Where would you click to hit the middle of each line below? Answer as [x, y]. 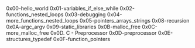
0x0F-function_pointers [81, 39]
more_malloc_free [28, 33]
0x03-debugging [85, 14]
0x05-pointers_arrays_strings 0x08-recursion [134, 21]
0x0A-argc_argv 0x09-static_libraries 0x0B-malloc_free [73, 27]
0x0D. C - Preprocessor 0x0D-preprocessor [103, 33]
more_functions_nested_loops [42, 21]
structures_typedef [29, 39]
